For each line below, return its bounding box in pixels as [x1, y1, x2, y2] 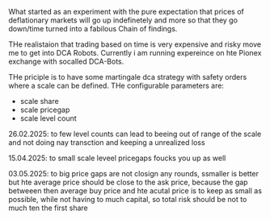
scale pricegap [19, 105, 70, 114]
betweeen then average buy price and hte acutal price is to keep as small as [8, 186, 263, 196]
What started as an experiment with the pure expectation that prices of [8, 7, 245, 16]
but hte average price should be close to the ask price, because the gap [8, 177, 248, 187]
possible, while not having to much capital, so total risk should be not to [8, 195, 247, 204]
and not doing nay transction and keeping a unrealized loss [8, 138, 205, 147]
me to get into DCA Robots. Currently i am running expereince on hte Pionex [8, 48, 262, 57]
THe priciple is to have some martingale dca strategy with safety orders [8, 72, 247, 81]
